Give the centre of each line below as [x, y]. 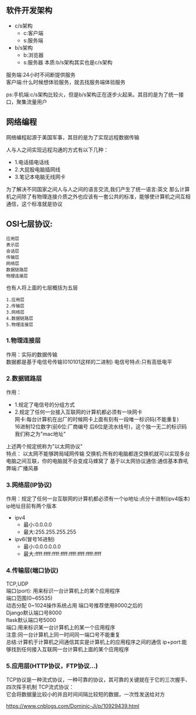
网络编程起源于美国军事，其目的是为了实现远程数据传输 [73, 137]
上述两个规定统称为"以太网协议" [44, 446]
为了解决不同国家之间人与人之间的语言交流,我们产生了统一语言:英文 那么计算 [98, 189]
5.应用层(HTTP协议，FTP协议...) [52, 666]
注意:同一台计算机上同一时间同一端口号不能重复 [63, 634]
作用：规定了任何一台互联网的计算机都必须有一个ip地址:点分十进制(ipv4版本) [98, 499]
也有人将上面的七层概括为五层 [42, 288]
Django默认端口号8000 [34, 613]
